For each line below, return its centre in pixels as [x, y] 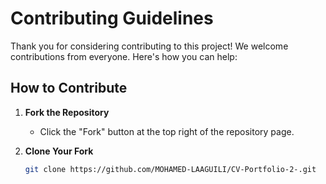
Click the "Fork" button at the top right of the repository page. [167, 131]
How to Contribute [69, 88]
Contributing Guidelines [112, 18]
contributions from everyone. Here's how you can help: [124, 56]
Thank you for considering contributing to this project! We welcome [149, 46]
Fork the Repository [67, 112]
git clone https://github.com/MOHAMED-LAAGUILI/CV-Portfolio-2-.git [170, 169]
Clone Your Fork [59, 151]
